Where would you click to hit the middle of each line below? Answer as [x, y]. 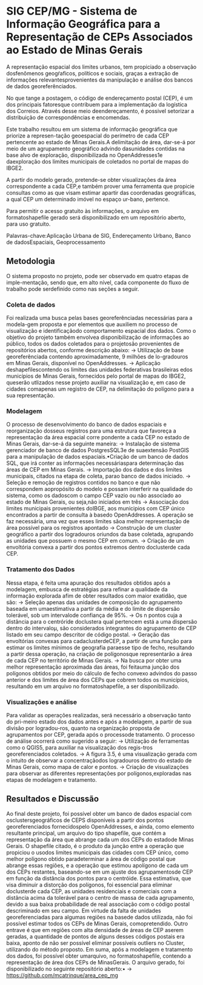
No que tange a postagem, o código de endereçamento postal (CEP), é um [99, 98]
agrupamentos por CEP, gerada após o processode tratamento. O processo [101, 734]
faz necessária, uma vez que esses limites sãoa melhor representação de [98, 521]
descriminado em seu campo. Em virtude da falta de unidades [84, 910]
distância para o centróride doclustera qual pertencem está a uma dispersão [102, 621]
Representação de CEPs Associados [100, 37]
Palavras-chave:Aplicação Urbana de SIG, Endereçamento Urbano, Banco [99, 235]
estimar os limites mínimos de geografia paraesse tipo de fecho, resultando [101, 647]
